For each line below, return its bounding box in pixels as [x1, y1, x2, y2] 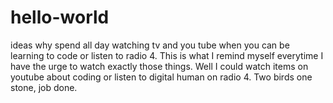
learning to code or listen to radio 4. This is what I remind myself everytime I [10, 49, 324, 61]
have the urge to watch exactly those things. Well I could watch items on [10, 60, 309, 72]
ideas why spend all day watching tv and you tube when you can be [10, 39, 290, 51]
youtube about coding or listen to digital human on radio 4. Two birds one [10, 71, 313, 83]
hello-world [10, 6, 110, 29]
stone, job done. [10, 81, 78, 93]
